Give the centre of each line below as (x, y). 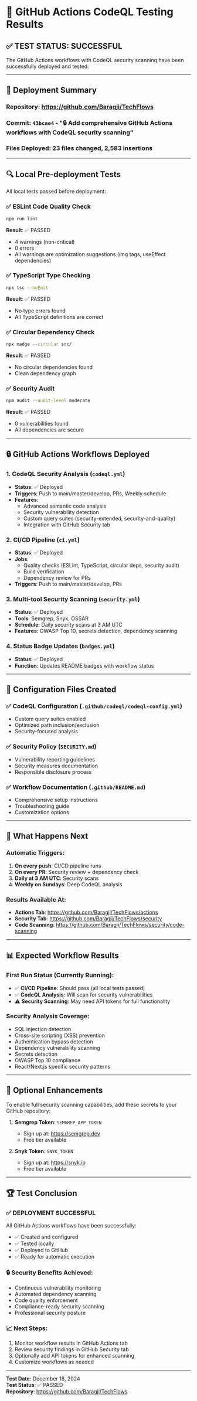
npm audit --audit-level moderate (48, 401)
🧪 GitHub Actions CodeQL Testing (90, 12)
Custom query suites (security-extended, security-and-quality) (99, 518)
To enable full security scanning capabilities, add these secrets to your (91, 1104)
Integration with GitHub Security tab (67, 525)
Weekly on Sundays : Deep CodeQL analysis (68, 884)
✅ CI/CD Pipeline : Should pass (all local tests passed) (80, 988)
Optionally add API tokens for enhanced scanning (74, 1355)
